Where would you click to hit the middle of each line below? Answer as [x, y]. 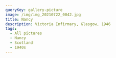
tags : [11, 29]
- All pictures [26, 33]
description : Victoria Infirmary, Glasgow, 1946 [58, 24]
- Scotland [21, 43]
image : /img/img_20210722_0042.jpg [43, 15]
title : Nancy [19, 19]
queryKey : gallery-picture [34, 10]
